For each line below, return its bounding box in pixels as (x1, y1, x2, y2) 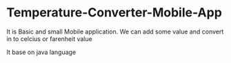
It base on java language (6, 48, 77, 56)
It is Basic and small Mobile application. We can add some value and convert (6, 27, 224, 36)
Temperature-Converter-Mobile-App (6, 5, 222, 21)
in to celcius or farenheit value (6, 34, 92, 42)
